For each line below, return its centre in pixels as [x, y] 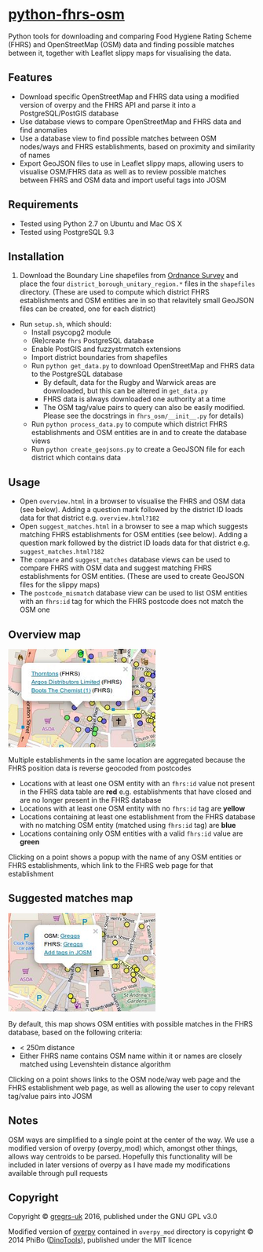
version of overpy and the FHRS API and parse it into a [108, 104]
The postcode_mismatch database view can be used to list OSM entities [133, 593]
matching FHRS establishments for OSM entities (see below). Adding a [133, 535]
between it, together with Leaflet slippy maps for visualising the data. [120, 53]
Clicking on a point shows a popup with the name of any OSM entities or [125, 857]
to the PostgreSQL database [77, 374]
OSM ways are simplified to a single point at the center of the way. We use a [131, 1140]
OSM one [35, 610]
